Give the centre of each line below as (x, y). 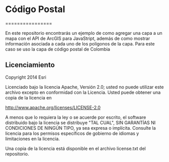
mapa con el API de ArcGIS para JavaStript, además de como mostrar (78, 38)
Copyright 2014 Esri (26, 77)
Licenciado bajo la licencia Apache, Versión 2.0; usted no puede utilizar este (84, 87)
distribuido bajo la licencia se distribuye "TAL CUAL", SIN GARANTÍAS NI (80, 123)
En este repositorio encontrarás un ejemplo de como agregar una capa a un (84, 33)
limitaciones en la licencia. (33, 139)
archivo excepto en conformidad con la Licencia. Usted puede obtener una (83, 92)
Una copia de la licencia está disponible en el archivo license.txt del (76, 148)
